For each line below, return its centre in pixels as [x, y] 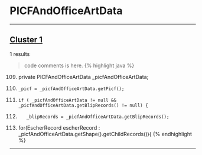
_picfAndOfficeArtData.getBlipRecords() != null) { [83, 105]
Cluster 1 [26, 40]
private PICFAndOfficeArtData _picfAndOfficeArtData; [83, 77]
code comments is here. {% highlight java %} [79, 65]
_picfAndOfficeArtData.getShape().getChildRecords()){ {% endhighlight [105, 134]
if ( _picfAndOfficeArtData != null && [67, 100]
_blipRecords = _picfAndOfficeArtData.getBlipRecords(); [98, 117]
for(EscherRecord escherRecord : [59, 127]
